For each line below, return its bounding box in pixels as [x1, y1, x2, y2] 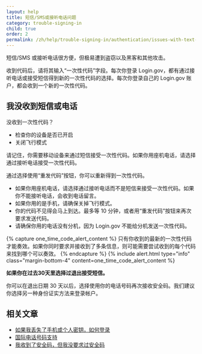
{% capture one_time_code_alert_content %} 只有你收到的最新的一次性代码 [6, 235, 192, 242]
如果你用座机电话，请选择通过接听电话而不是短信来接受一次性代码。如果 [14, 184, 194, 191]
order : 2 [6, 31, 28, 37]
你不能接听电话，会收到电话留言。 [14, 192, 100, 199]
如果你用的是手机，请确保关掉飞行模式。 [14, 199, 115, 206]
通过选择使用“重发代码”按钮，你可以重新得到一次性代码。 [6, 172, 148, 179]
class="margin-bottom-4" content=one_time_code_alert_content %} [6, 256, 176, 264]
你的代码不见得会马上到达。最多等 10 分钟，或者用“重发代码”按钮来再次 [14, 207, 192, 214]
